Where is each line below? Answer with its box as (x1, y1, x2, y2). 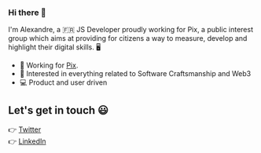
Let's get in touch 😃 (8, 104, 108, 117)
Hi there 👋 (8, 7, 47, 18)
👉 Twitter (8, 125, 42, 134)
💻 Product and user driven (19, 78, 108, 87)
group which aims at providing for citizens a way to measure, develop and (8, 34, 248, 43)
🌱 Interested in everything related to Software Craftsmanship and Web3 (19, 69, 252, 78)
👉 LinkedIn (8, 137, 46, 146)
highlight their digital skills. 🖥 (8, 42, 101, 52)
